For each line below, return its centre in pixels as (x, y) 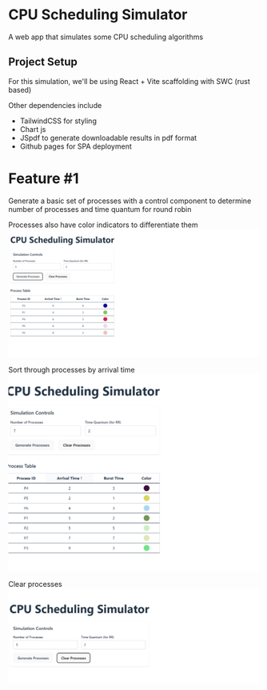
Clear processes (35, 584)
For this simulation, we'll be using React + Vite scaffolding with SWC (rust (129, 81)
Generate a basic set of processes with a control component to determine (130, 201)
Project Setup (43, 62)
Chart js (33, 129)
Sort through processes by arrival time (72, 369)
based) (20, 90)
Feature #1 (44, 178)
